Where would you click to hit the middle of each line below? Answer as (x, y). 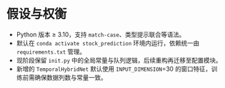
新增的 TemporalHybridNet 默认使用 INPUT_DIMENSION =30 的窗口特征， (114, 69)
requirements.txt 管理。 (51, 52)
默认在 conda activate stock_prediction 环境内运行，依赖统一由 (108, 43)
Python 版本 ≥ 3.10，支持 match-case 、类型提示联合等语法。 (101, 34)
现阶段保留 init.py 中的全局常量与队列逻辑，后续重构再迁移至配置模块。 (119, 60)
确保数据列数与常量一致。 (71, 77)
